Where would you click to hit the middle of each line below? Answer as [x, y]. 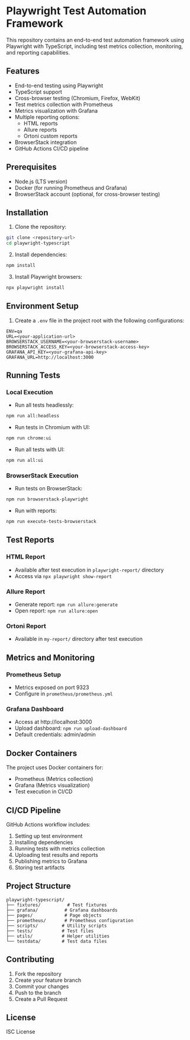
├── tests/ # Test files [50, 931]
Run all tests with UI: [40, 449]
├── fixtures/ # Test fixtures [57, 905]
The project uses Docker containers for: [55, 768]
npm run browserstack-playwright [47, 499]
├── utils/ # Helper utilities [58, 936]
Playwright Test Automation [76, 11]
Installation [27, 213]
